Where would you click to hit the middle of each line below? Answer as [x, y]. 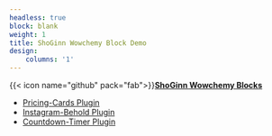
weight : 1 [28, 34]
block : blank [34, 26]
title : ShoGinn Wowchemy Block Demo [78, 43]
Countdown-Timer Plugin [69, 122]
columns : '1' [50, 59]
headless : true [38, 18]
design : [24, 51]
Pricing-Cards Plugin [61, 103]
